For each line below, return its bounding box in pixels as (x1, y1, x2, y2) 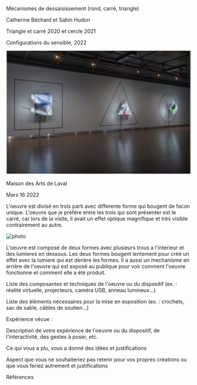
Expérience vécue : (6, 316, 53, 322)
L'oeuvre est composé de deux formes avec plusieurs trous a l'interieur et (6, 244, 185, 251)
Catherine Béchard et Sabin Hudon (6, 16, 90, 23)
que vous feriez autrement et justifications (6, 362, 108, 369)
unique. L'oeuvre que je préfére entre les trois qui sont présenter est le (6, 209, 176, 216)
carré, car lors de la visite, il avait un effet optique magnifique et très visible (6, 215, 188, 222)
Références (6, 374, 34, 380)
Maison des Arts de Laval (6, 180, 67, 187)
